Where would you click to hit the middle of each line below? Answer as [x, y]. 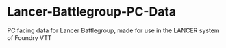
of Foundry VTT [29, 37]
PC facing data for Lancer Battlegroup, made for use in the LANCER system [114, 30]
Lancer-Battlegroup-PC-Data [92, 12]
